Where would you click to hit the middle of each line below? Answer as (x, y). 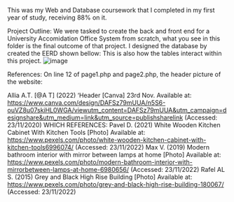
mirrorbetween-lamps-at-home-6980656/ (68, 169)
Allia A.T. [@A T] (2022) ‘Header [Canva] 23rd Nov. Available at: (99, 95)
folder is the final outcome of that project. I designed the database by (107, 46)
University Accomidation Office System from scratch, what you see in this (114, 38)
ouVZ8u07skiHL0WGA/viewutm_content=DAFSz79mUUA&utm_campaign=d (117, 110)
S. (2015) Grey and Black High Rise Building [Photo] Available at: (100, 177)
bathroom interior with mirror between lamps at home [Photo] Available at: (114, 154)
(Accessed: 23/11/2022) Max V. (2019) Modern (143, 147)
